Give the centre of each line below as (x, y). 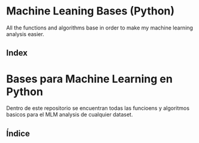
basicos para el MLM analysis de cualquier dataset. (70, 115)
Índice (18, 133)
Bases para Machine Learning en (89, 79)
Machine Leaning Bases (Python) (91, 11)
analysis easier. (25, 34)
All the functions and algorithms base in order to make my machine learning (100, 28)
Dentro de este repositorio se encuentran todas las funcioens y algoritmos (98, 108)
